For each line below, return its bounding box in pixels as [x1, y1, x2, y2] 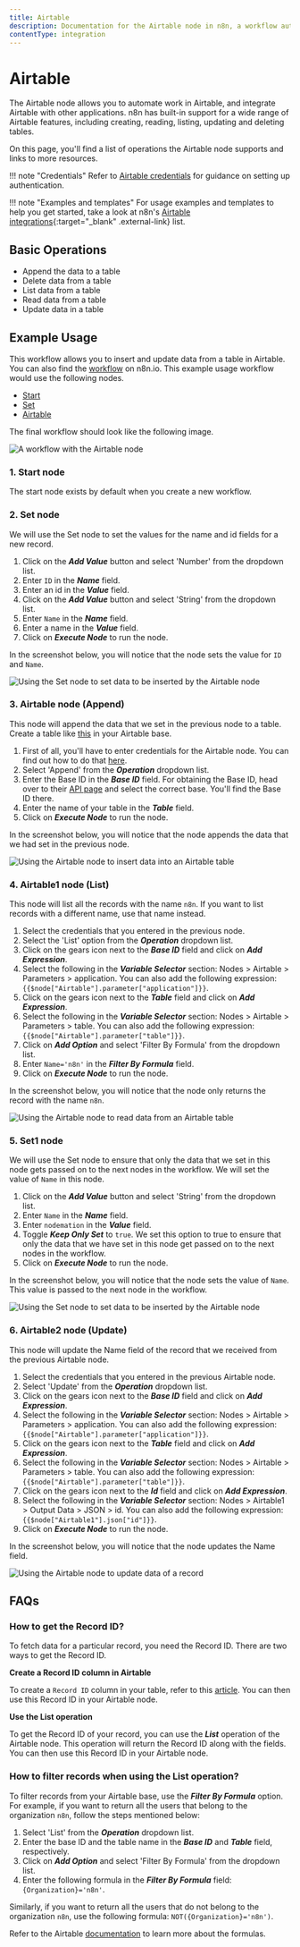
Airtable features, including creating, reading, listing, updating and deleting [9, 117, 285, 128]
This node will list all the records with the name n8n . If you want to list [9, 899, 263, 910]
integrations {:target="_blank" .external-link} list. [9, 216, 186, 227]
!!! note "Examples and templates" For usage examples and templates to [9, 198, 274, 208]
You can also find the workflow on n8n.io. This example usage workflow [9, 363, 274, 374]
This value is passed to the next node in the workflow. [9, 1284, 208, 1295]
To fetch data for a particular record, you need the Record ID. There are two [9, 1640, 287, 1651]
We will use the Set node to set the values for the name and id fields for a [9, 529, 279, 539]
